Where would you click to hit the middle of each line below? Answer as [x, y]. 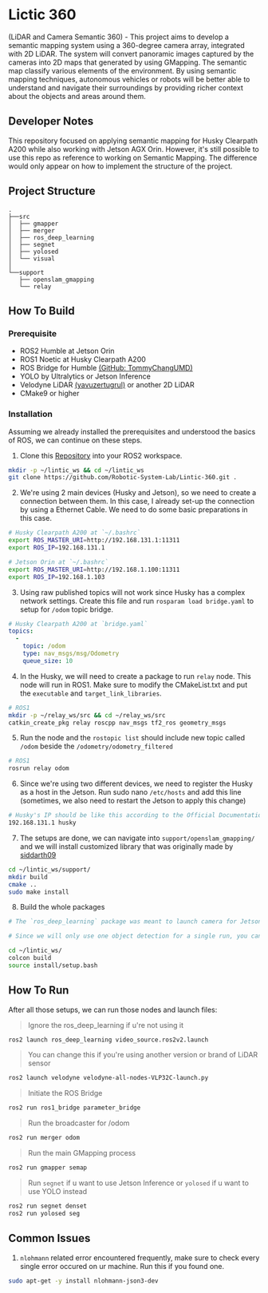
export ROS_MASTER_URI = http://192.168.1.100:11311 [94, 569]
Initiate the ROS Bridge [65, 1093]
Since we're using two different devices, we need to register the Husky [136, 783]
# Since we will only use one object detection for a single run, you [128, 936]
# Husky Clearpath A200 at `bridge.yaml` [78, 624]
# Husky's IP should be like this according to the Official [112, 815]
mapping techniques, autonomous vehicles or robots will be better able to [129, 79]
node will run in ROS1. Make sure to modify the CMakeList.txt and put [134, 684]
